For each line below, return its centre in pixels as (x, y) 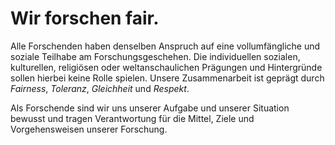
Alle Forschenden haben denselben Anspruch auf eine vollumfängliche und (165, 46)
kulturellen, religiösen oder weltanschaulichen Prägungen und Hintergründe (166, 67)
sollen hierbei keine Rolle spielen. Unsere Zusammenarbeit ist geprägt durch (167, 78)
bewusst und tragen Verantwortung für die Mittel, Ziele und (132, 118)
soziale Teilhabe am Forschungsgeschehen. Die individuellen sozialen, (155, 56)
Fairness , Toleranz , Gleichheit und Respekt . (100, 88)
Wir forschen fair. (85, 18)
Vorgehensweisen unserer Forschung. (89, 129)
